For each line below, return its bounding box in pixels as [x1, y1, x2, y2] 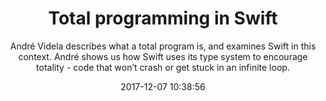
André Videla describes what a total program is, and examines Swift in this [9, 40, 317, 52]
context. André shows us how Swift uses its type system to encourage [18, 50, 308, 62]
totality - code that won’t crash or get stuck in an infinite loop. [36, 61, 290, 73]
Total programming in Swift [48, 7, 278, 30]
